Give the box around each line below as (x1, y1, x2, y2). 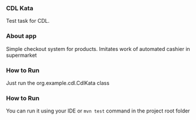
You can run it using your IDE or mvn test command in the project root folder (6, 107, 190, 115)
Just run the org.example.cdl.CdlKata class (6, 79, 110, 86)
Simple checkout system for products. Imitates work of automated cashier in (6, 45, 190, 52)
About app (6, 32, 37, 40)
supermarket (6, 52, 37, 59)
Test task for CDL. (6, 18, 50, 25)
